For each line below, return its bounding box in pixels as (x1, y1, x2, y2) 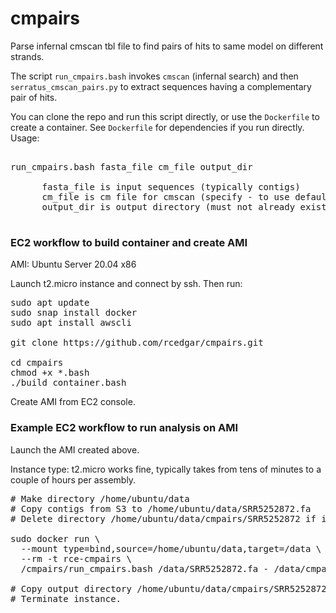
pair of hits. (10, 91, 58, 103)
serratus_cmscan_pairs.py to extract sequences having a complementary (10, 80, 312, 92)
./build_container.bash (10, 377, 127, 389)
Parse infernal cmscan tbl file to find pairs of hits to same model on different (10, 40, 324, 52)
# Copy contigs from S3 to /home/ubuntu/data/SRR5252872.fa (10, 503, 312, 514)
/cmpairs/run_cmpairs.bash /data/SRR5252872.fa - (20, 563, 270, 574)
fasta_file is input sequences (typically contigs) (41, 181, 301, 192)
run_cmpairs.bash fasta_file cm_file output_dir (10, 161, 253, 172)
